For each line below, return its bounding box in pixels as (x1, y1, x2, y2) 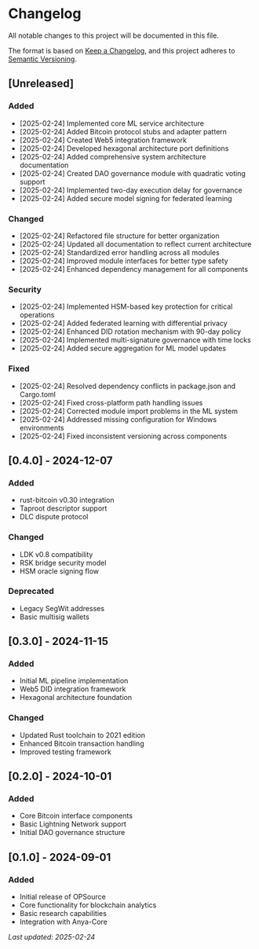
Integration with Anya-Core (19, 917, 108, 927)
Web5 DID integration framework (19, 684, 126, 694)
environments (19, 423, 64, 432)
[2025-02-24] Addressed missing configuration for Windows (19, 414, 217, 424)
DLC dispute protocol (19, 512, 89, 522)
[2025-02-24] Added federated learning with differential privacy (19, 319, 228, 328)
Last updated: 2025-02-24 (8, 933, 96, 942)
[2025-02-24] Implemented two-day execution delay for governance (19, 185, 243, 195)
